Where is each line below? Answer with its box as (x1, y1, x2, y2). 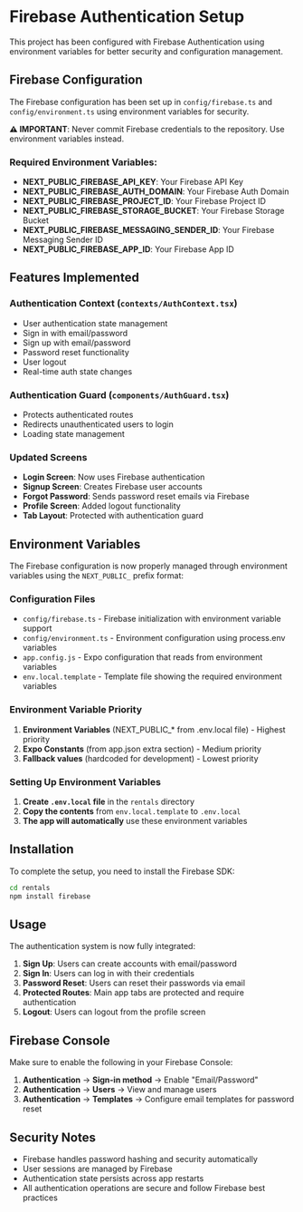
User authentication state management (22, 317, 168, 328)
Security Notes (9, 1130, 97, 1145)
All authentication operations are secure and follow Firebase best (22, 1183, 266, 1194)
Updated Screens (9, 451, 88, 463)
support (22, 623, 52, 634)
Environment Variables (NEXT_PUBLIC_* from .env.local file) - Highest (22, 723, 287, 735)
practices (22, 1192, 59, 1203)
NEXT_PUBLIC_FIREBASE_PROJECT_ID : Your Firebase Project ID (22, 196, 267, 207)
